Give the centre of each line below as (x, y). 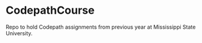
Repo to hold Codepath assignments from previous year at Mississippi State (101, 27)
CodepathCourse (50, 10)
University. (19, 33)
